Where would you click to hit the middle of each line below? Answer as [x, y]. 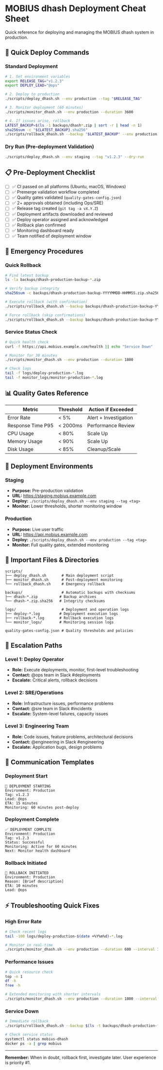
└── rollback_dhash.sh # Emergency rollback [55, 584]
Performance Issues [30, 962]
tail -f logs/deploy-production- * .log [44, 373]
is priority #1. [18, 1062]
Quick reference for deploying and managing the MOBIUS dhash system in [80, 32]
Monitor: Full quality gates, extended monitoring [60, 545]
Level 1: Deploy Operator [34, 659]
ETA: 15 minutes [21, 803]
